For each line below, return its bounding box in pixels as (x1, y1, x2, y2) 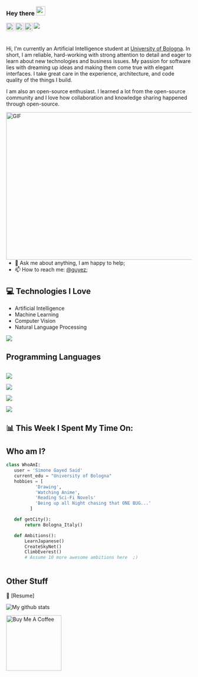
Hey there (6, 9, 35, 17)
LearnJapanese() (24, 538, 65, 544)
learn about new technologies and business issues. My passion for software (6, 58, 191, 65)
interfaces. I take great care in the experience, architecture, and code (6, 70, 175, 77)
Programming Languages (6, 352, 101, 362)
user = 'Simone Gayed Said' (14, 467, 83, 473)
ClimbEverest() (24, 549, 62, 555)
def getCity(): (14, 516, 51, 522)
